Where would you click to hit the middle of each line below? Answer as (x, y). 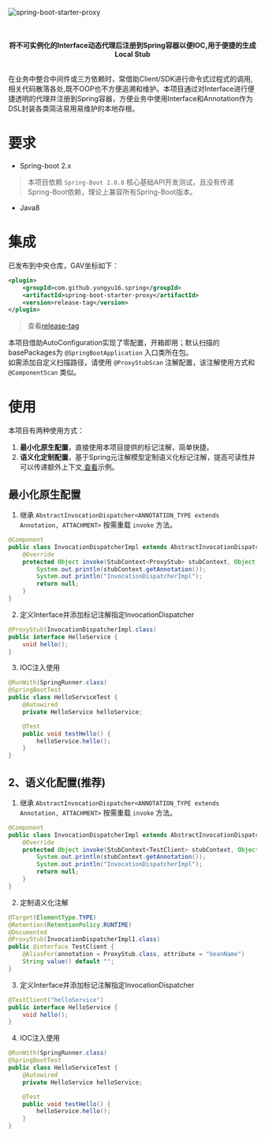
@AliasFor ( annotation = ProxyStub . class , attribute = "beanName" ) (134, 954)
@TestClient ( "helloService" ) (56, 1000)
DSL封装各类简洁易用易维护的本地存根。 (74, 108)
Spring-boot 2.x (45, 165)
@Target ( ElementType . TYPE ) (52, 917)
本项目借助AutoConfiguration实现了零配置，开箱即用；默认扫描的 (114, 343)
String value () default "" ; (68, 962)
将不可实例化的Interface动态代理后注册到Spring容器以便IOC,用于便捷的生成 (132, 45)
